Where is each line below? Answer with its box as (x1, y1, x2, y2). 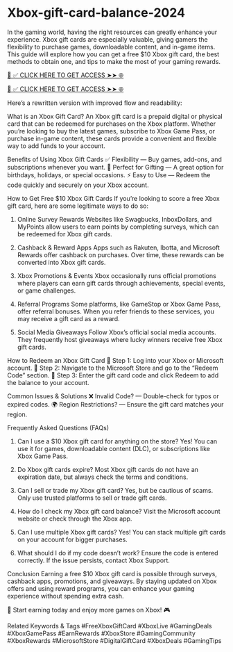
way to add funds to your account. (7, 141, 105, 150)
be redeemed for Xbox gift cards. (17, 229, 112, 238)
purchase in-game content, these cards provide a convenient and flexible (7, 134, 217, 142)
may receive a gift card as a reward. (17, 314, 120, 323)
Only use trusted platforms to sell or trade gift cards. (17, 494, 168, 502)
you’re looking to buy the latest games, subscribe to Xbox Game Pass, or (7, 127, 215, 135)
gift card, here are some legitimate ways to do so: (7, 202, 149, 210)
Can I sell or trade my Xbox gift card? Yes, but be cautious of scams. (17, 486, 214, 494)
